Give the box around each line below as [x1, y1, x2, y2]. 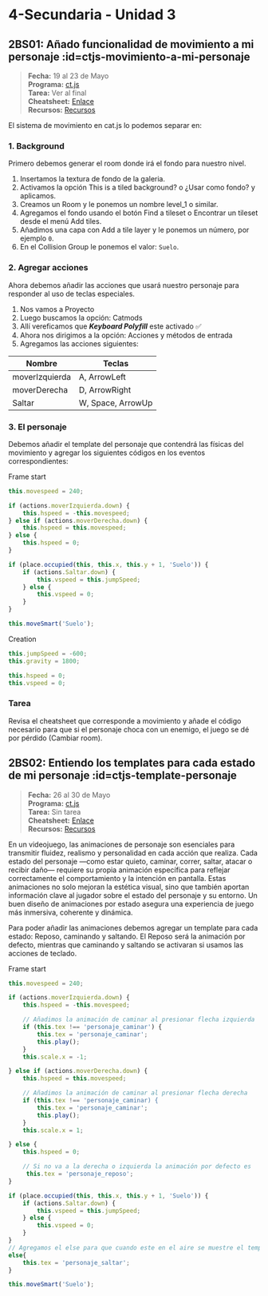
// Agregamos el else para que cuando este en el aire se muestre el [8, 1243, 245, 1252]
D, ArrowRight [78, 384, 132, 395]
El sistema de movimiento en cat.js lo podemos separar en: [8, 121, 202, 130]
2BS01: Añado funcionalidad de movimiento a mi [8, 38, 254, 51]
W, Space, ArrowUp [78, 397, 153, 409]
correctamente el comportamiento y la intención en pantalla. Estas [8, 873, 227, 883]
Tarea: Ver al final [27, 88, 87, 98]
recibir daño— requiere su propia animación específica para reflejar [8, 865, 231, 875]
